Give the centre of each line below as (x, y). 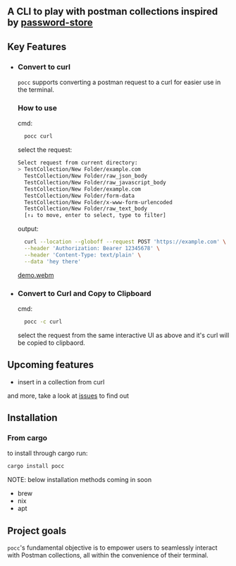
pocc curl (38, 136)
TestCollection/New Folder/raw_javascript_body (95, 182)
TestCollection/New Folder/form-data (80, 196)
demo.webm (36, 275)
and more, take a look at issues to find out (68, 396)
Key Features (37, 46)
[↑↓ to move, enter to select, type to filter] (95, 216)
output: (28, 229)
